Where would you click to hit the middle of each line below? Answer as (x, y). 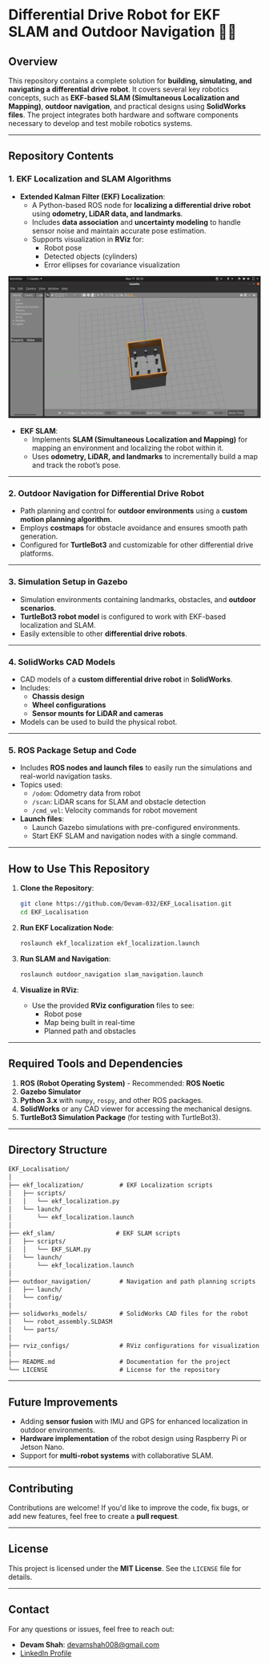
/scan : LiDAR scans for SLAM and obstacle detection (119, 802)
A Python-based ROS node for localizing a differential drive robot (141, 205)
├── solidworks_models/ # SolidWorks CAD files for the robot (128, 1314)
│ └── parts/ (34, 1330)
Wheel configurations (69, 705)
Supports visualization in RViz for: (88, 239)
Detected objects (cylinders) (90, 256)
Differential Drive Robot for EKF (114, 15)
